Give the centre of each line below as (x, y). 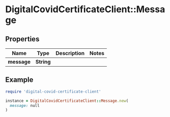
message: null (25, 105)
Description (70, 53)
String (43, 62)
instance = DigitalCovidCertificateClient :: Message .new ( (67, 101)
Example (19, 80)
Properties (22, 39)
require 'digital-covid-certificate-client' (53, 92)
